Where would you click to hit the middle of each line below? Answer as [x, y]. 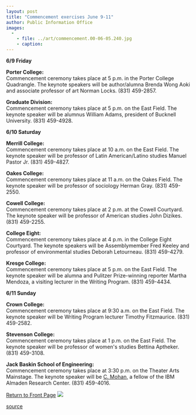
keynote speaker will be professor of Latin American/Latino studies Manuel [97, 155]
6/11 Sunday [21, 293]
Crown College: [25, 304]
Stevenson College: [30, 334]
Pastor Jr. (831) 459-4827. [38, 162]
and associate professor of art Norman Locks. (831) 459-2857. [81, 91]
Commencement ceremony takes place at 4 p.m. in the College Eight [89, 239]
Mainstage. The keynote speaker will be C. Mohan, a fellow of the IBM [90, 376]
